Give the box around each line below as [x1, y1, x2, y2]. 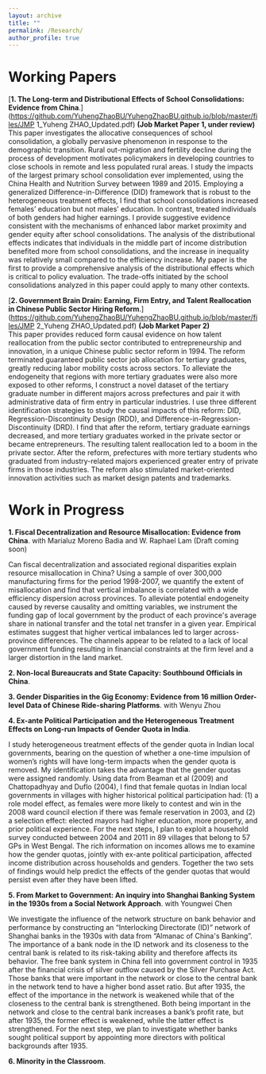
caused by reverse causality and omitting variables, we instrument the [8, 602, 238, 612]
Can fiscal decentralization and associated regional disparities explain [8, 560, 237, 570]
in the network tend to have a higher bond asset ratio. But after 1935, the [8, 982, 245, 991]
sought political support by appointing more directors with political [8, 1033, 226, 1042]
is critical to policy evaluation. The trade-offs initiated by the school [8, 272, 229, 282]
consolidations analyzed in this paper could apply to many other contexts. [8, 280, 250, 290]
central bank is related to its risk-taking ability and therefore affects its [8, 948, 238, 958]
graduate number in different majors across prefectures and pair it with [8, 389, 241, 399]
